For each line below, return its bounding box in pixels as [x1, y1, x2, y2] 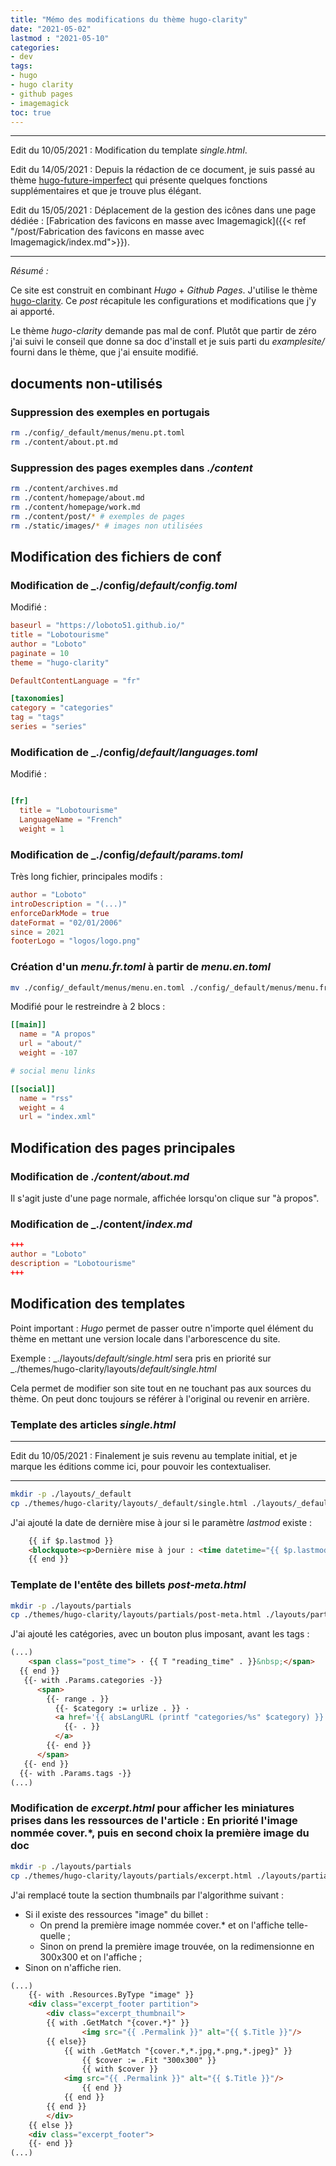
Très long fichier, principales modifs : [10, 871, 163, 883]
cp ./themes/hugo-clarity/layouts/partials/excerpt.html [10, 1871, 253, 1881]
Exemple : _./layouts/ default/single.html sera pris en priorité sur [10, 1352, 272, 1364]
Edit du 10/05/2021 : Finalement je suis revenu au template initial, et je [10, 1449, 298, 1461]
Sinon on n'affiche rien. [24, 1961, 122, 1973]
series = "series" [10, 722, 87, 732]
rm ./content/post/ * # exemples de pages [10, 511, 186, 521]
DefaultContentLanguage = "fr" [10, 676, 141, 686]
